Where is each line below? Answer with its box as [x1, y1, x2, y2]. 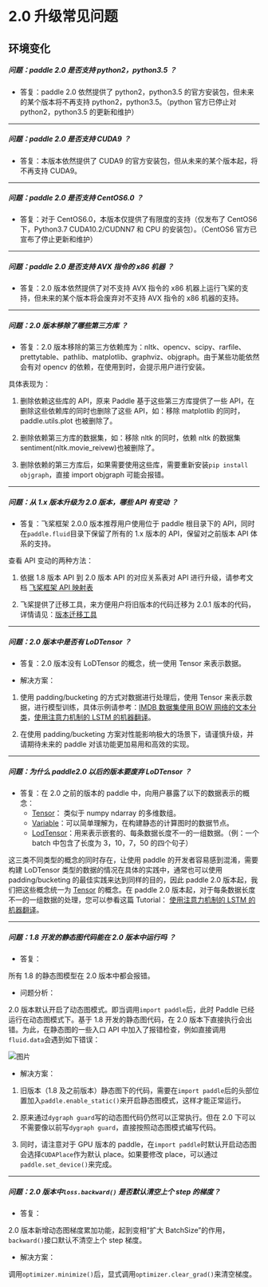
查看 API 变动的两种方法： [8, 556, 94, 565]
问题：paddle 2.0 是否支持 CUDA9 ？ [8, 134, 131, 144]
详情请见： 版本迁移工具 [19, 610, 97, 620]
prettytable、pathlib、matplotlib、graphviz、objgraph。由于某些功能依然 [19, 352, 260, 362]
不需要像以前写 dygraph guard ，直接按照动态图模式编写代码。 [19, 1123, 221, 1132]
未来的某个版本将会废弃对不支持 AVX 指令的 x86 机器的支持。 [41, 293, 243, 303]
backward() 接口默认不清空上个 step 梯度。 [8, 1235, 147, 1245]
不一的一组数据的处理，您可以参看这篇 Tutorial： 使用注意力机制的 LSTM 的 [8, 895, 256, 905]
